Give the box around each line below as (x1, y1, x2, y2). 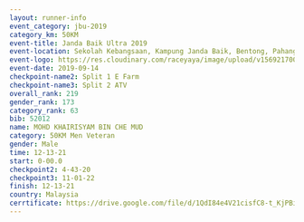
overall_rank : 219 (9, 89, 79, 98)
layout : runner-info (9, 13, 88, 23)
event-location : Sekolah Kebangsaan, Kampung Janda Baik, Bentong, (9, 47, 270, 56)
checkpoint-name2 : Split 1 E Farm (9, 72, 140, 82)
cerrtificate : (9, 198, 63, 208)
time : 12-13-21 (9, 148, 67, 157)
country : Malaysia (9, 190, 79, 199)
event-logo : (9, 55, 54, 64)
